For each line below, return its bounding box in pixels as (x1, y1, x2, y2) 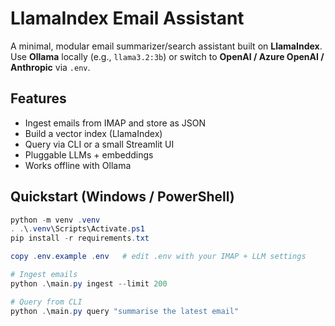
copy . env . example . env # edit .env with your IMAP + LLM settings (10, 252, 307, 262)
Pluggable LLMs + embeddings (24, 148, 154, 161)
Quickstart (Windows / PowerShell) (10, 188, 235, 206)
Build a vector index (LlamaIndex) (24, 127, 163, 139)
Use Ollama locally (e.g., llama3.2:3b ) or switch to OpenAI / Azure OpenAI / (10, 50, 325, 62)
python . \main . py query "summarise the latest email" (10, 306, 240, 316)
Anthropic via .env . (10, 61, 91, 73)
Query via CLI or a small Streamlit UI (24, 138, 175, 150)
